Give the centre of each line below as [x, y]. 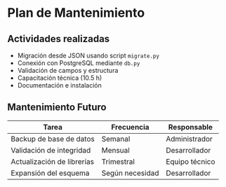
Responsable [190, 127]
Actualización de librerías [53, 161]
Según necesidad [130, 173]
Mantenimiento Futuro [57, 108]
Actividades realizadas [59, 39]
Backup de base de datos [53, 139]
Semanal [116, 139]
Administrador [189, 139]
